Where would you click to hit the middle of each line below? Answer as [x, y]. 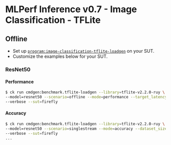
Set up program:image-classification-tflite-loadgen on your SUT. [83, 51]
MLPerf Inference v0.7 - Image [71, 9]
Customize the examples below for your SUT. [60, 56]
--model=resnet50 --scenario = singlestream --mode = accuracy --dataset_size [86, 129]
